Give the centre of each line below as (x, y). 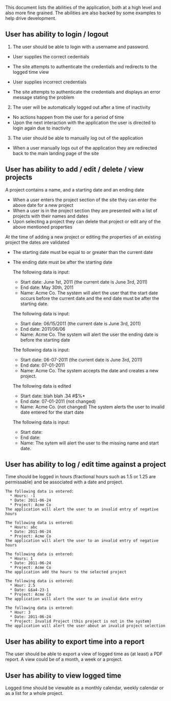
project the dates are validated (38, 242)
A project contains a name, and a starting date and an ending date (75, 189)
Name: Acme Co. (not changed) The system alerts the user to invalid (92, 407)
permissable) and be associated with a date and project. (64, 482)
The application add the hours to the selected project (66, 572)
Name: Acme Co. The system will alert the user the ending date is (89, 334)
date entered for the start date (52, 412)
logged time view (31, 72)
